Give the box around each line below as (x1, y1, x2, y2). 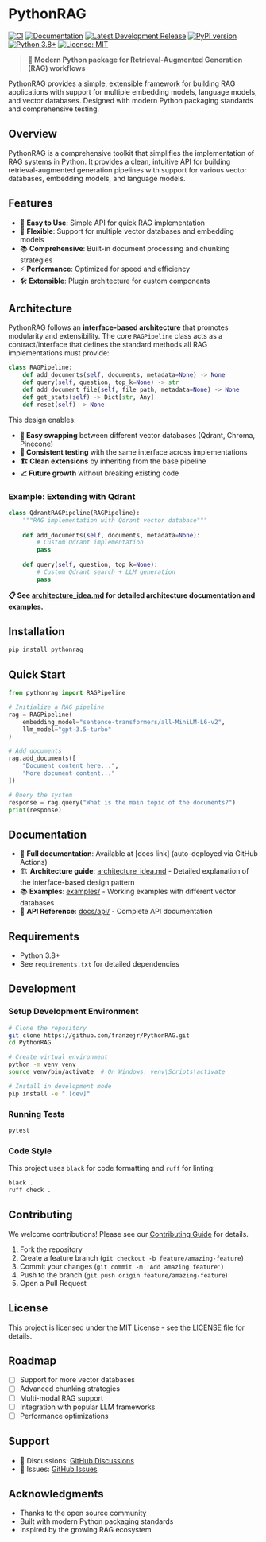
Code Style (8, 1145, 52, 1156)
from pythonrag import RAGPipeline (8, 689, 126, 697)
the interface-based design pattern (19, 878, 135, 887)
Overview (8, 127, 58, 141)
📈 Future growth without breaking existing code (19, 468, 179, 478)
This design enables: (8, 415, 77, 424)
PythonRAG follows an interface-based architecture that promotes (8, 323, 229, 332)
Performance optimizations (19, 1411, 109, 1420)
